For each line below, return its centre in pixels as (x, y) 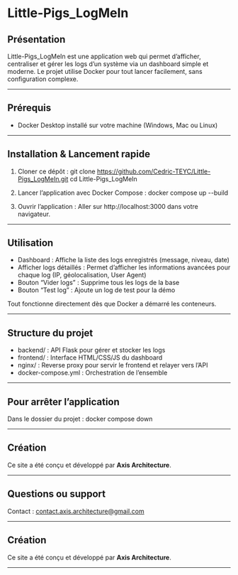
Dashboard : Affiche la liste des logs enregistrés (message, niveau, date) (124, 260)
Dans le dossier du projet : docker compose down (80, 419)
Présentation (36, 39)
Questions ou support (57, 494)
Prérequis (29, 108)
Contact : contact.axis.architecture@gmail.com (76, 511)
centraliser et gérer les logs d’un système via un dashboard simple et (108, 64)
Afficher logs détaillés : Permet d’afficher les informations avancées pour (124, 267)
